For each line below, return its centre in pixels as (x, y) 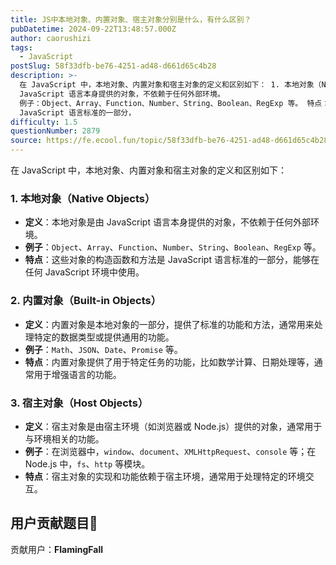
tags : (21, 47)
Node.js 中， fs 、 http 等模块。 (87, 463)
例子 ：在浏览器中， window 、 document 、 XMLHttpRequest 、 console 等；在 (170, 451)
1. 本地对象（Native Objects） (83, 198)
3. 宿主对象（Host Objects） (79, 403)
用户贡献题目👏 (54, 523)
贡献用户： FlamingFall (56, 549)
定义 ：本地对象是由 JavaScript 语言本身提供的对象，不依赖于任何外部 (167, 222)
